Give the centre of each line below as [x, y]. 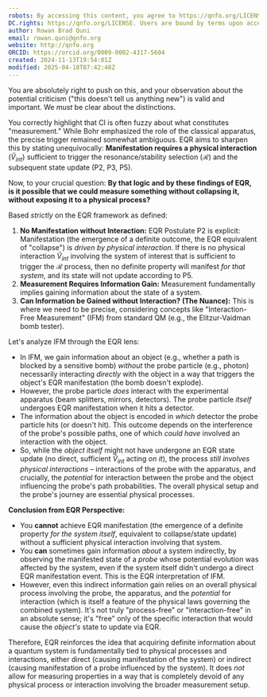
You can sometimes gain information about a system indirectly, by [128, 551]
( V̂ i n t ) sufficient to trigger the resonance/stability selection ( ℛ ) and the [123, 158]
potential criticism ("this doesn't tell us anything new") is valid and [116, 98]
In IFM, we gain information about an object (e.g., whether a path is [130, 357]
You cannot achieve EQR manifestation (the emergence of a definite [132, 526]
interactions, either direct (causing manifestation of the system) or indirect [130, 660]
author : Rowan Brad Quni [49, 30]
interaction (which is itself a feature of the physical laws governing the [135, 601]
